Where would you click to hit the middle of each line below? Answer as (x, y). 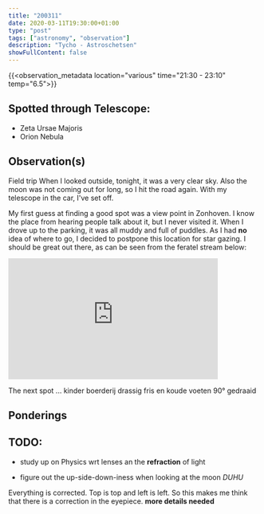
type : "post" (30, 30)
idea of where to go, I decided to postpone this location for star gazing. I (127, 238)
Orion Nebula (41, 136)
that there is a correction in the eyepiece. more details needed (112, 501)
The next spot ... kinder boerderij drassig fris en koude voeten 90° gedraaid (132, 390)
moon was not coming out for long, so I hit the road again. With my (118, 189)
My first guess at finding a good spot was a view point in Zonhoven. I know (132, 213)
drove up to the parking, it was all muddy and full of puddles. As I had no (128, 230)
